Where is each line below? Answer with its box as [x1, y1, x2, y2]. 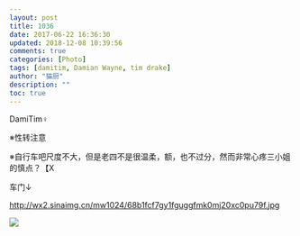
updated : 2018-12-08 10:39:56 [9, 38, 123, 48]
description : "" [9, 80, 70, 89]
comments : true [9, 47, 67, 56]
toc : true [9, 88, 47, 97]
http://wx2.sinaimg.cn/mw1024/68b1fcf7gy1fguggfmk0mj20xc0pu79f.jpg [9, 199, 280, 210]
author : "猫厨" [9, 72, 64, 81]
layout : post [9, 13, 59, 23]
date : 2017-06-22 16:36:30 [9, 30, 111, 39]
